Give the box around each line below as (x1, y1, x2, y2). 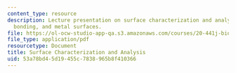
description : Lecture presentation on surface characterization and (7, 17, 212, 24)
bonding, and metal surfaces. (13, 23, 102, 30)
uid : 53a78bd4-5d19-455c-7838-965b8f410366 (7, 56, 137, 63)
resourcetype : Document (7, 42, 77, 49)
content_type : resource (7, 10, 77, 17)
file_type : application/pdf (7, 36, 90, 43)
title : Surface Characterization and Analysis (7, 49, 146, 56)
